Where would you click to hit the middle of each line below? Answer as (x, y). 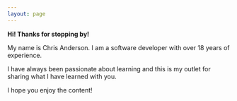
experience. (25, 55)
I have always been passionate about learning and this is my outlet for (109, 69)
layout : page (27, 14)
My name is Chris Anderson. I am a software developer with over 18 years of (118, 47)
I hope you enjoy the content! (50, 90)
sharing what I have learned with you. (62, 76)
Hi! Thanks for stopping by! (48, 34)
